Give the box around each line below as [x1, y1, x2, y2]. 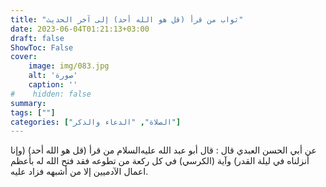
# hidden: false [10, 89, 92, 99]
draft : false [10, 33, 65, 43]
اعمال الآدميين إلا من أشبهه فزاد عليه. [10, 166, 149, 178]
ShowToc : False [10, 42, 74, 53]
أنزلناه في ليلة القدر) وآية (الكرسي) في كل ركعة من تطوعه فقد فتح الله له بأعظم [10, 155, 310, 167]
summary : [10, 98, 47, 108]
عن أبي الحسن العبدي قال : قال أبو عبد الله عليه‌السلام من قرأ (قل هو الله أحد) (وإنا [10, 144, 317, 156]
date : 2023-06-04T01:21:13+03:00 [10, 24, 150, 34]
